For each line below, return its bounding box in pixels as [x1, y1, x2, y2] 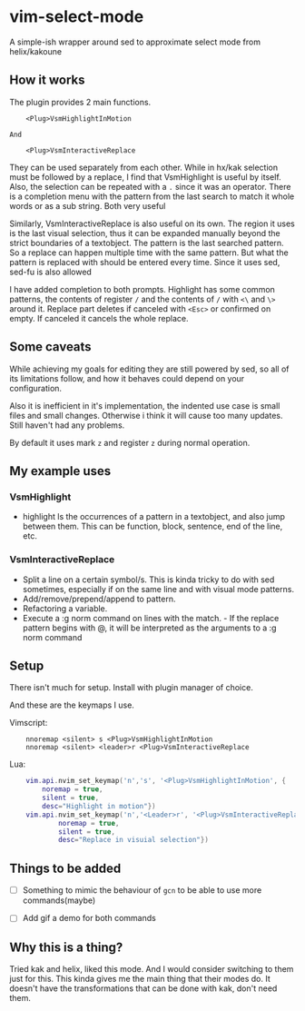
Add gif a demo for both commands [22, 913, 156, 924]
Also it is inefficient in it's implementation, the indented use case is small [9, 400, 280, 411]
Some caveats [9, 339, 93, 355]
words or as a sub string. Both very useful [9, 200, 166, 211]
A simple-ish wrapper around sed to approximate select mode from [9, 36, 261, 47]
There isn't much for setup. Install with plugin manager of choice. [9, 682, 254, 693]
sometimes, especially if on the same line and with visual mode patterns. [22, 583, 295, 594]
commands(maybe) [22, 895, 96, 906]
